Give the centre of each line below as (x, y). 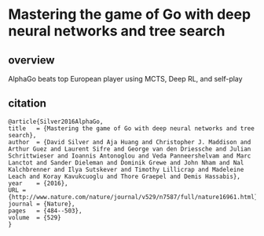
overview (31, 60)
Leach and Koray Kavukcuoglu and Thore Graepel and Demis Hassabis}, (125, 176)
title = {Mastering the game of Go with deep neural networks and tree (132, 128)
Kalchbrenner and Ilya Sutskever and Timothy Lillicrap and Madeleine (126, 169)
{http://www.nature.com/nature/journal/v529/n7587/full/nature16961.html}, (135, 197)
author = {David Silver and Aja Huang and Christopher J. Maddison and (130, 142)
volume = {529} (35, 217)
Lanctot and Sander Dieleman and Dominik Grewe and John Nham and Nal (126, 162)
